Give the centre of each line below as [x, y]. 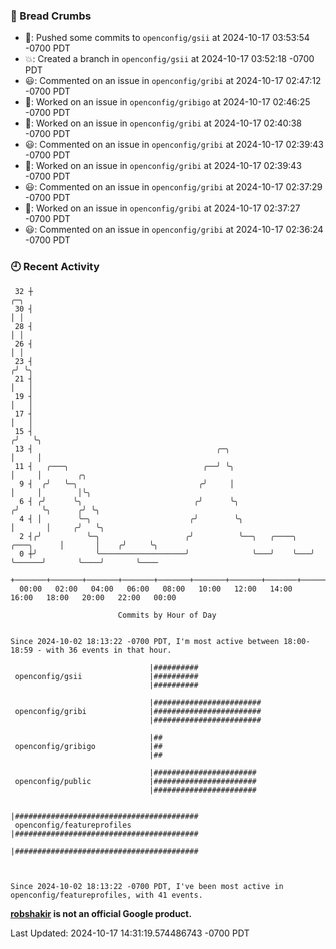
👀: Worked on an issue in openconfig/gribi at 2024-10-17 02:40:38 [163, 123]
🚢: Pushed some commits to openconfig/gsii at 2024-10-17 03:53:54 [167, 38]
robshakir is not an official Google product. [101, 913]
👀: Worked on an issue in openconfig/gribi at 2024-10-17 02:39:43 [163, 166]
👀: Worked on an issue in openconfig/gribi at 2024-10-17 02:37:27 [162, 208]
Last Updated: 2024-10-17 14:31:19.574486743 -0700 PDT [130, 933]
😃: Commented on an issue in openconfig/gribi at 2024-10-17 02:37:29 [173, 187]
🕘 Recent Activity [55, 267]
